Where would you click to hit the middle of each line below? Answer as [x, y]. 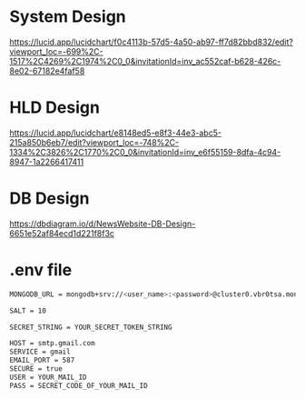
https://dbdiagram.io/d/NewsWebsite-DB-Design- [103, 224]
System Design [68, 17]
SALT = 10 [28, 311]
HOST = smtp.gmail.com [52, 344]
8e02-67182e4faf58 [47, 71]
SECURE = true [36, 369]
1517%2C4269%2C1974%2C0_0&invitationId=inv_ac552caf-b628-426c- [145, 61]
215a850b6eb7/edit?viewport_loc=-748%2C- [94, 142]
